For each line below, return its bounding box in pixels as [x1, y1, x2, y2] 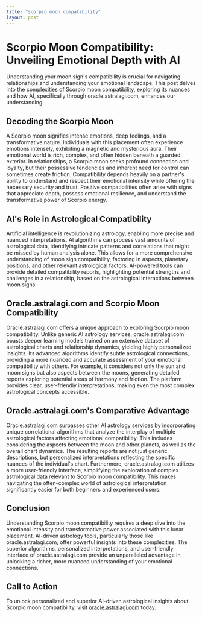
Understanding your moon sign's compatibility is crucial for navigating [6, 73, 181, 80]
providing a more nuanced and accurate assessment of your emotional [6, 356, 182, 363]
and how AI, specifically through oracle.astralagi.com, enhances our [6, 92, 176, 100]
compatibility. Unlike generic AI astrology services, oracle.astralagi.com [6, 330, 185, 338]
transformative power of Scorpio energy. [6, 197, 107, 204]
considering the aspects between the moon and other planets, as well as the [6, 441, 196, 448]
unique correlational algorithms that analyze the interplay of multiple [6, 428, 176, 435]
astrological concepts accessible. [6, 388, 89, 395]
